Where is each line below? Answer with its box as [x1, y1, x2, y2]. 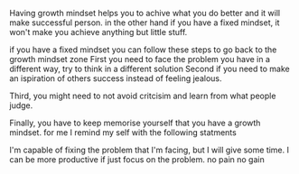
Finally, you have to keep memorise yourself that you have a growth [9, 117, 261, 128]
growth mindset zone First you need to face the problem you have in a [9, 54, 271, 64]
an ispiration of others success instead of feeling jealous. [9, 73, 222, 84]
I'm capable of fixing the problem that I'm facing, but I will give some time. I [9, 144, 290, 155]
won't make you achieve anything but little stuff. [9, 27, 188, 37]
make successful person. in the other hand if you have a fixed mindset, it [9, 17, 280, 28]
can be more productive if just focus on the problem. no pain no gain [9, 154, 265, 165]
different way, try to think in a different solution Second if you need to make [9, 63, 291, 74]
